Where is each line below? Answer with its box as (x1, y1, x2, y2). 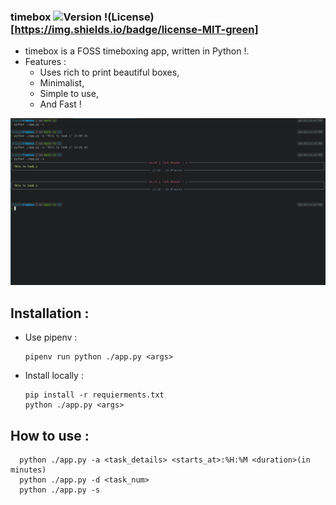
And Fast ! (39, 98, 82, 110)
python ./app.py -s (19, 485, 101, 495)
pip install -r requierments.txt (24, 390, 165, 400)
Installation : (10, 305, 90, 322)
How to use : (10, 427, 90, 444)
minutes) (10, 465, 47, 475)
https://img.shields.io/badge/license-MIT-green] (14, 22, 259, 36)
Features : (24, 56, 67, 68)
